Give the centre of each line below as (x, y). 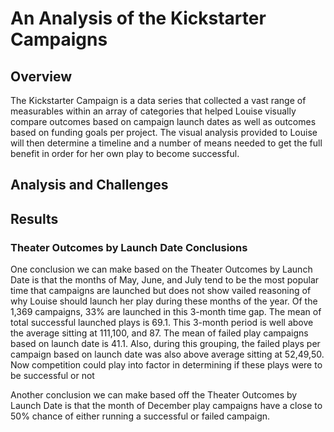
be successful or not (52, 376)
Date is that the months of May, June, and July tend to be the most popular (165, 280)
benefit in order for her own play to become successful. (125, 153)
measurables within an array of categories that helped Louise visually (153, 111)
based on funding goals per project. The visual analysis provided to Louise (164, 132)
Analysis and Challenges (89, 185)
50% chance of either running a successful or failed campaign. (140, 416)
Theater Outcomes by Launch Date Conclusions (129, 247)
